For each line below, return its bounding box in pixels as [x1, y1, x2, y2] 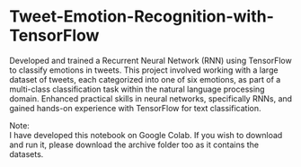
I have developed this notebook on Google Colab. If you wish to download [9, 129, 283, 140]
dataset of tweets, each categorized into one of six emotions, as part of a [9, 74, 281, 84]
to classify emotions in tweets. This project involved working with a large [9, 65, 279, 75]
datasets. [9, 148, 44, 159]
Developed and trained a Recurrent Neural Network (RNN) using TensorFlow [9, 55, 292, 66]
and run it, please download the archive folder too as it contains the [9, 139, 259, 150]
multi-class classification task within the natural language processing [9, 83, 265, 94]
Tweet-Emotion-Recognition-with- [9, 6, 274, 27]
